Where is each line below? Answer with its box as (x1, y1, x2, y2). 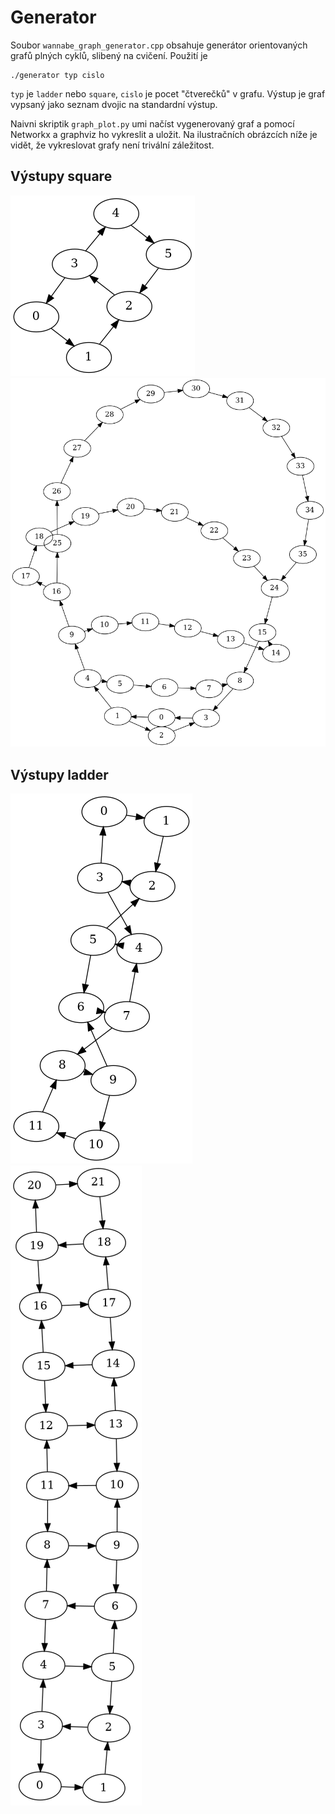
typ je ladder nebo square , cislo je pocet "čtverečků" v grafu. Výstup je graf (10, 87, 326, 100)
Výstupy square (10, 168, 113, 185)
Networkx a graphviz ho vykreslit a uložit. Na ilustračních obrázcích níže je (10, 128, 318, 140)
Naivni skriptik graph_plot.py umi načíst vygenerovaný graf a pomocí (10, 117, 295, 130)
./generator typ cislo (10, 70, 105, 80)
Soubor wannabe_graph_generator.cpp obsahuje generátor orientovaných (10, 39, 308, 51)
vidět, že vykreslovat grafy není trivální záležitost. (10, 139, 215, 151)
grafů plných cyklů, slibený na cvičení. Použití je (10, 49, 208, 61)
